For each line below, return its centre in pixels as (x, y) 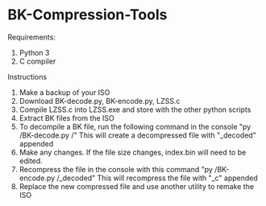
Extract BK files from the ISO (66, 117)
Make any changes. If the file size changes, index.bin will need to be (133, 152)
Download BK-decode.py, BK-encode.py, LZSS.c (100, 101)
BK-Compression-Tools (87, 15)
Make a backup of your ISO (64, 92)
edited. (31, 161)
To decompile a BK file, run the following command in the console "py (135, 126)
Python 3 (34, 52)
